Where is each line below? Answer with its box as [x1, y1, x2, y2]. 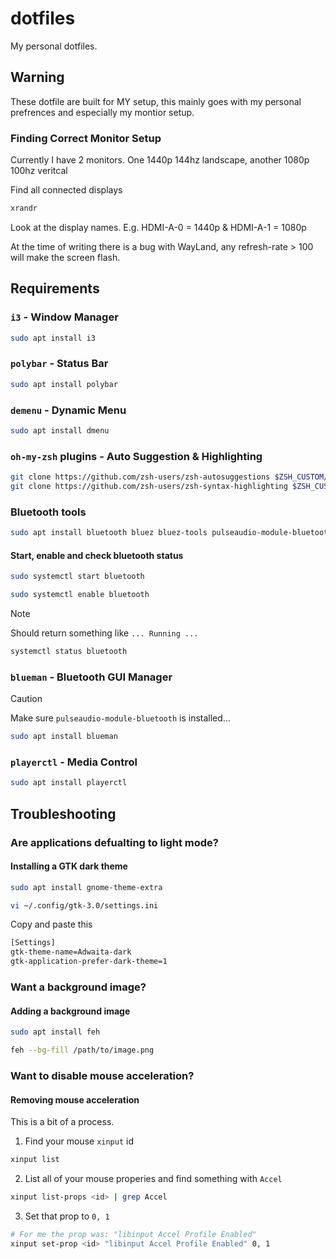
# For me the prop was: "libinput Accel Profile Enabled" [10, 1229, 257, 1239]
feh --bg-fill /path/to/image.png [10, 1045, 155, 1056]
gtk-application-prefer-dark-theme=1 [10, 957, 168, 967]
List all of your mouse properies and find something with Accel [24, 1172, 283, 1184]
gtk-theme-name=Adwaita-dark [10, 947, 132, 957]
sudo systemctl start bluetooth [10, 572, 145, 582]
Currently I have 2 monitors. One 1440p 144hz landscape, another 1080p [10, 154, 310, 166]
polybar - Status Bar [10, 357, 109, 371]
